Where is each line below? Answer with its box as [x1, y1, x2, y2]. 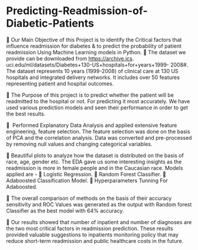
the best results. [6, 110, 46, 117]
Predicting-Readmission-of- [6, 4, 148, 18]
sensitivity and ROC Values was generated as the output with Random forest [6, 200, 192, 208]
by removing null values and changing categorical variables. [6, 140, 152, 147]
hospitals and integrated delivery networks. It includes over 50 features [6, 74, 180, 81]
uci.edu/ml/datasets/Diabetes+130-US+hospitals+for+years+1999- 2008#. [6, 61, 189, 68]
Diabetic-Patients [6, 17, 95, 30]
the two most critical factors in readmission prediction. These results [6, 225, 173, 232]
